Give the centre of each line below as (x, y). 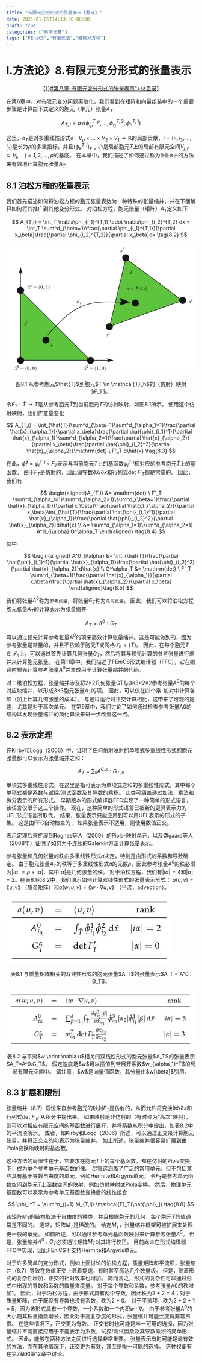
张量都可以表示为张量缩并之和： (46, 758)
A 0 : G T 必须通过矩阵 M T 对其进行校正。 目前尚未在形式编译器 (112, 1242)
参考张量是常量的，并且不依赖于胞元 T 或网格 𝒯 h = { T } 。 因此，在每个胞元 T (98, 645)
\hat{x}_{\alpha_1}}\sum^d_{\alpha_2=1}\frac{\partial (77, 438)
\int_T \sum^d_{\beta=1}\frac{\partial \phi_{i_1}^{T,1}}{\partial (101, 229)
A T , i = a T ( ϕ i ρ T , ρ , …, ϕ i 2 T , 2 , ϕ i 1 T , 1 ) (101, 124)
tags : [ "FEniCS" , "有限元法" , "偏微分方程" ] (56, 38)
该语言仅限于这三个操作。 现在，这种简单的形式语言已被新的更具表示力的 (96, 808)
